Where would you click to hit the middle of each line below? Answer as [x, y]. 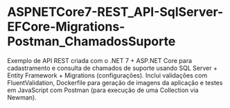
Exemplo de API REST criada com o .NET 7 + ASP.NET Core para [100, 60]
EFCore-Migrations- [66, 27]
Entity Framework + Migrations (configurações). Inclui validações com [107, 75]
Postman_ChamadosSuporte [91, 42]
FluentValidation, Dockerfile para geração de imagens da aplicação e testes [115, 82]
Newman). [22, 97]
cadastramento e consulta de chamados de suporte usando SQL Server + [113, 68]
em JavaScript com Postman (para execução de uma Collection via [103, 90]
